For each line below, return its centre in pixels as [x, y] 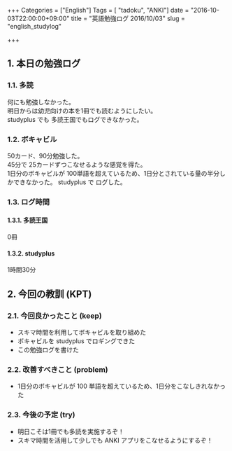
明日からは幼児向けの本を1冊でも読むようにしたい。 [82, 111]
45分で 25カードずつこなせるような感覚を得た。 [77, 165]
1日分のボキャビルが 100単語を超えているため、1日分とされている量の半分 [114, 173]
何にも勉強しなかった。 [41, 102]
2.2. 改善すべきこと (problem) [58, 369]
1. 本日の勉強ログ [44, 63]
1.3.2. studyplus [31, 253]
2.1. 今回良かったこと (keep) [55, 316]
